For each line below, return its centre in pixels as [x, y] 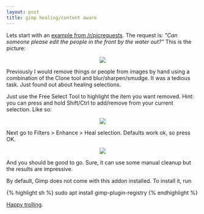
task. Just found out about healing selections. [64, 84]
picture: [16, 48]
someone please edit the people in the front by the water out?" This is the [99, 42]
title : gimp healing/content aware [52, 18]
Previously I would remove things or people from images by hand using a [98, 72]
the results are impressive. [40, 169]
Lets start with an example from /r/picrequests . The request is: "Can [92, 35]
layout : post [23, 12]
